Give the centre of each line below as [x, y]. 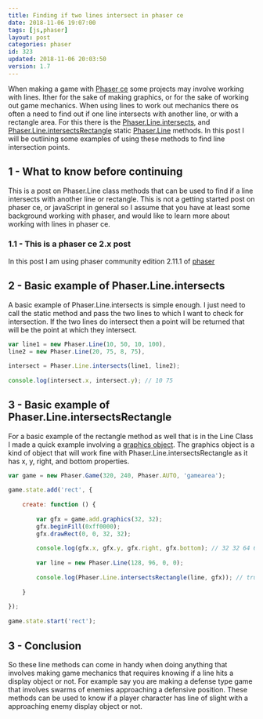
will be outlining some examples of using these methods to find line [117, 139]
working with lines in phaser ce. [59, 223]
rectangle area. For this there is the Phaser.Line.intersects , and [109, 122]
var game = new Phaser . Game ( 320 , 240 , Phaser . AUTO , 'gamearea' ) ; [117, 475]
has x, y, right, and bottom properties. [69, 461]
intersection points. [39, 147]
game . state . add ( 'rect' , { [50, 490]
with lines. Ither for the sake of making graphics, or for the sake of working [128, 97]
